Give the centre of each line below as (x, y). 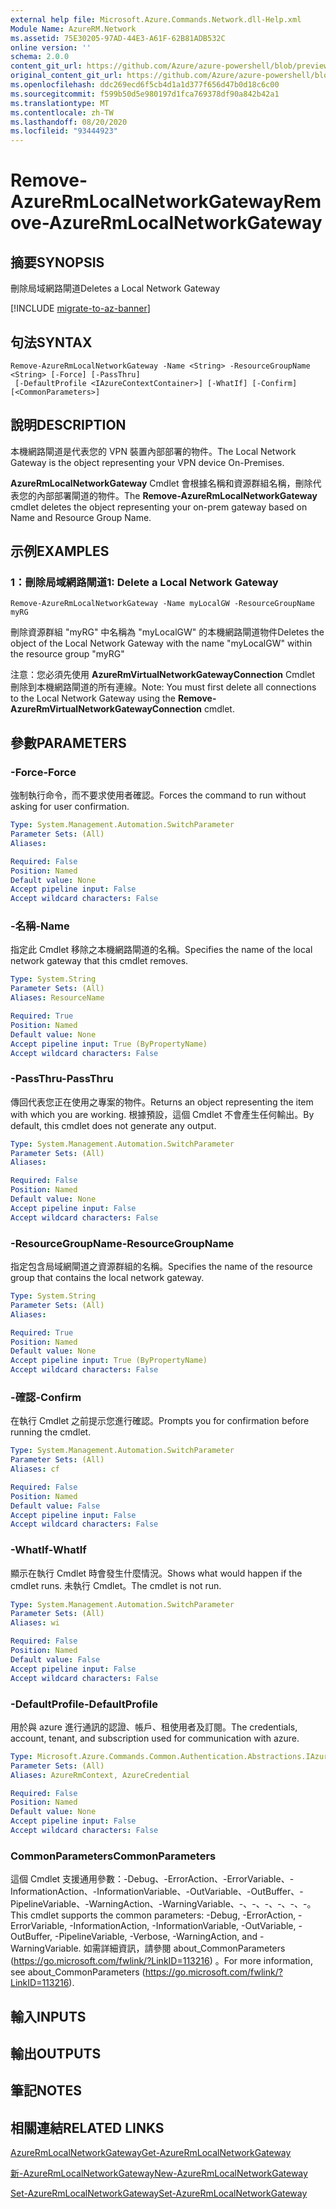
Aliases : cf (35, 1469)
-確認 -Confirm (46, 1397)
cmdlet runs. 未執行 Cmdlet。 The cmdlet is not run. (116, 1585)
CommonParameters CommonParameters (113, 1856)
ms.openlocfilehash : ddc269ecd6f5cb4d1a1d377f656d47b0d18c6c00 (145, 85)
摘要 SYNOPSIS (57, 262)
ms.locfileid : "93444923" (64, 131)
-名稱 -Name (40, 926)
